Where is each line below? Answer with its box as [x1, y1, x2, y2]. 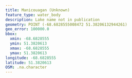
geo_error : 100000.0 [5, 27, 50, 32]
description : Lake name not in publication [5, 17, 100, 22]
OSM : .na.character [5, 65, 47, 70]
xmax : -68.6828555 [10, 46, 50, 51]
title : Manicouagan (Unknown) [5, 7, 70, 13]
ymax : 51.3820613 [10, 50, 47, 55]
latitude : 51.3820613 [5, 60, 52, 65]
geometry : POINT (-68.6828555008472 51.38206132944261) [5, 22, 127, 27]
